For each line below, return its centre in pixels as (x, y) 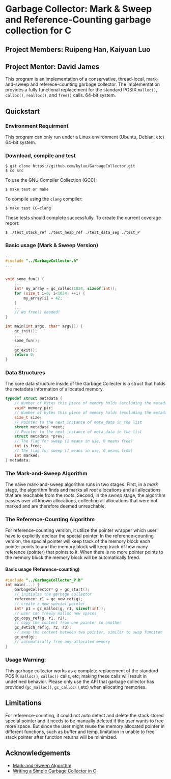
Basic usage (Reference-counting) (42, 569)
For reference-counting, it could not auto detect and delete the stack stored (84, 715)
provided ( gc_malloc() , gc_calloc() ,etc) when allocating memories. (76, 687)
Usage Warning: (26, 660)
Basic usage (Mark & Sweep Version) (52, 246)
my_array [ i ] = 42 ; (43, 298)
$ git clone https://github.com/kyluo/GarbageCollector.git (70, 166)
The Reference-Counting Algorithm (50, 519)
